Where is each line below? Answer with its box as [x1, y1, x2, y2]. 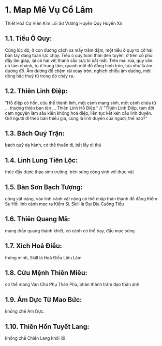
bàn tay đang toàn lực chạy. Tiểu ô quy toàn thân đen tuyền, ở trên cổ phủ [5, 52, 153, 58]
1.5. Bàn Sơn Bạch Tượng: [5, 183, 83, 191]
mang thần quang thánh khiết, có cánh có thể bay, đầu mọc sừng [5, 227, 135, 234]
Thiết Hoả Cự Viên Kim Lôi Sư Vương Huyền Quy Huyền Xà [5, 20, 122, 26]
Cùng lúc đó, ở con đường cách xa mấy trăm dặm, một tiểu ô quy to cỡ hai [5, 47, 153, 53]
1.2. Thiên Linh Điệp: [5, 87, 68, 95]
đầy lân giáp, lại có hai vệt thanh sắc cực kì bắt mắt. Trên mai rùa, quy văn [5, 58, 153, 63]
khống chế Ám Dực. [5, 308, 45, 314]
